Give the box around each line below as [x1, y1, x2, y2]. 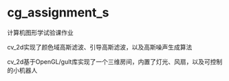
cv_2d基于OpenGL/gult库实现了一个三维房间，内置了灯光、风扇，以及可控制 [7, 57, 223, 66]
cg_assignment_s [7, 5, 109, 21]
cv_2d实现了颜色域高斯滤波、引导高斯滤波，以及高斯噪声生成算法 [7, 43, 193, 51]
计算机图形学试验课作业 [7, 28, 74, 36]
